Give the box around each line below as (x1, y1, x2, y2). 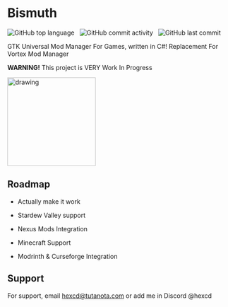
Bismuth (7, 5, 58, 21)
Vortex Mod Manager (7, 50, 69, 58)
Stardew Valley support (17, 211, 86, 219)
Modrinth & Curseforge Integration (17, 252, 118, 260)
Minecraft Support (17, 238, 71, 247)
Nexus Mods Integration (17, 224, 88, 233)
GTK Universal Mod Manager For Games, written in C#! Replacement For (7, 42, 219, 50)
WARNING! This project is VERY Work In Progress (7, 63, 153, 71)
